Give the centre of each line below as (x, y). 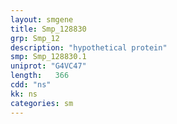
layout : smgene (42, 19)
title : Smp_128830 (48, 29)
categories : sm (42, 103)
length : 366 (40, 76)
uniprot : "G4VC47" (48, 66)
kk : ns (24, 94)
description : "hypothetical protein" (89, 47)
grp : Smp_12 (35, 38)
